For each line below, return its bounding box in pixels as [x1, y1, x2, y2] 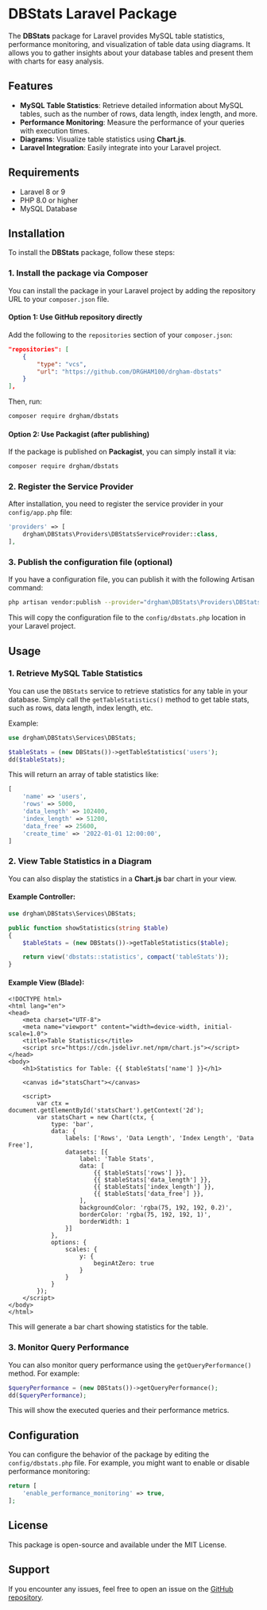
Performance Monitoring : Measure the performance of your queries [19, 117, 245, 127]
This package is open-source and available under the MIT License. [8, 1539, 227, 1550]
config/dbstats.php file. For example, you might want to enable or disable [8, 1458, 250, 1468]
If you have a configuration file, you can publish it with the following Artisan [8, 575, 255, 584]
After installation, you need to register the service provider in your [8, 499, 224, 509]
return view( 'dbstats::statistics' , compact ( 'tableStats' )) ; [22, 953, 229, 962]
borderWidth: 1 [79, 1217, 130, 1226]
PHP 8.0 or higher [19, 195, 79, 205]
